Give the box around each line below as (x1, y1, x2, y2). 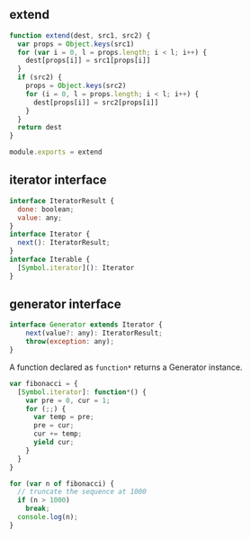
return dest (17, 123, 63, 132)
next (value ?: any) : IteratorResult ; (25, 328, 164, 338)
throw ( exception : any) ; (25, 337, 115, 346)
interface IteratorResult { (9, 196, 115, 205)
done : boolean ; (17, 204, 75, 214)
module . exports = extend (9, 148, 103, 157)
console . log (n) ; (17, 513, 78, 522)
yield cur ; (32, 438, 75, 447)
